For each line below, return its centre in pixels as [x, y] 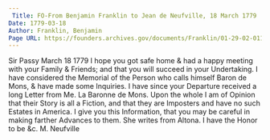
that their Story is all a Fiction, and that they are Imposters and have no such [135, 103]
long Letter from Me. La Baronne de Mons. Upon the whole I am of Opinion [132, 95]
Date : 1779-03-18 [37, 23]
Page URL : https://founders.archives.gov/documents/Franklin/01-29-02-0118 [138, 38]
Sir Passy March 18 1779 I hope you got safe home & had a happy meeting [131, 61]
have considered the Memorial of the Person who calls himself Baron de [128, 78]
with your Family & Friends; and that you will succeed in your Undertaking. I [133, 70]
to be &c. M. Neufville [44, 129]
